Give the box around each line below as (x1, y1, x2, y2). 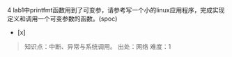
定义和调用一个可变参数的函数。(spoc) (7, 14, 118, 23)
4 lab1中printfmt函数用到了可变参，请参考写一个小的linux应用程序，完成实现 (7, 6, 225, 14)
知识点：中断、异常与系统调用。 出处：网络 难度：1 (24, 43, 171, 50)
